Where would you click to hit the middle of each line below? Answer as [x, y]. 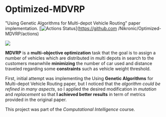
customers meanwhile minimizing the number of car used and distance [79, 63]
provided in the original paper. [36, 99]
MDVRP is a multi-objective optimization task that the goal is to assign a [81, 52]
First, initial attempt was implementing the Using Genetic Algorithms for [79, 78]
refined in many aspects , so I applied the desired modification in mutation [81, 89]
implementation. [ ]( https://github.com [61, 28]
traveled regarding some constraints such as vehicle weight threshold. [78, 68]
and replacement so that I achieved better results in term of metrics [75, 94]
